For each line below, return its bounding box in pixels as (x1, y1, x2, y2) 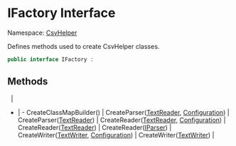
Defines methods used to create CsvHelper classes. (7, 42, 160, 50)
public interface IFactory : (7, 55, 94, 63)
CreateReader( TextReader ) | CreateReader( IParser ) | (17, 123, 172, 132)
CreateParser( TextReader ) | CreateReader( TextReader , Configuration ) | (17, 116, 226, 124)
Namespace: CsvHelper (7, 28, 77, 37)
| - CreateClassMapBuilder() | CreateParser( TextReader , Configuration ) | (17, 108, 230, 116)
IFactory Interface (7, 5, 116, 21)
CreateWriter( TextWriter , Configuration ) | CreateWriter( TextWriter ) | (17, 130, 215, 139)
